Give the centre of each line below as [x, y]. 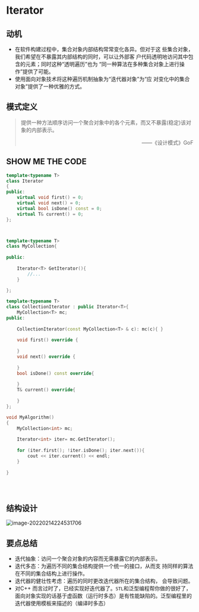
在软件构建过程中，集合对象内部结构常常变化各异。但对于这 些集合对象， [104, 49]
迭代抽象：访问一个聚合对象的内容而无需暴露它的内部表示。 [88, 558]
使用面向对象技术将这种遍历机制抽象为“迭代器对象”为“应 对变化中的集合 [102, 79]
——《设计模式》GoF [168, 142]
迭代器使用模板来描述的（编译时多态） [61, 603]
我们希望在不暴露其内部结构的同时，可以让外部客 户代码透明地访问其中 [101, 57]
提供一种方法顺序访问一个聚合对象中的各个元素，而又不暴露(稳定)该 [103, 122]
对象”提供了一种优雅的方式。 [50, 86]
